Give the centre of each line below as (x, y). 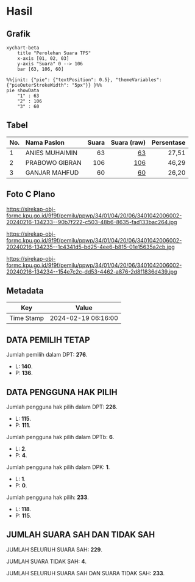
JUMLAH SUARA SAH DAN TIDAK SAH (81, 535)
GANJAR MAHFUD (52, 172)
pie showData (23, 90)
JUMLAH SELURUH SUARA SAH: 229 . (54, 549)
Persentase (168, 142)
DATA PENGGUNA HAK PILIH (62, 392)
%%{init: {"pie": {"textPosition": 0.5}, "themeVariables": (84, 80)
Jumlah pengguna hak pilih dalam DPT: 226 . (62, 407)
